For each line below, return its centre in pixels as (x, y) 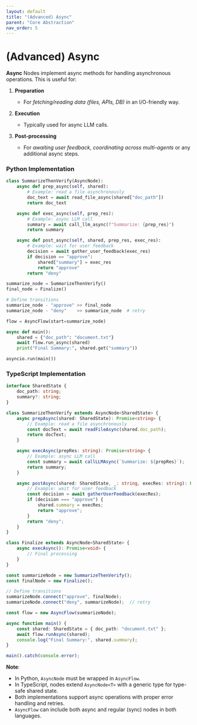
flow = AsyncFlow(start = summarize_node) (56, 321)
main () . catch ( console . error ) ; (43, 656)
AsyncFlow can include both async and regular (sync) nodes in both (96, 710)
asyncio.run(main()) (31, 359)
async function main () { (36, 623)
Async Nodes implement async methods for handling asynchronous (89, 73)
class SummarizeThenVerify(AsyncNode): (55, 181)
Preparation (29, 91)
